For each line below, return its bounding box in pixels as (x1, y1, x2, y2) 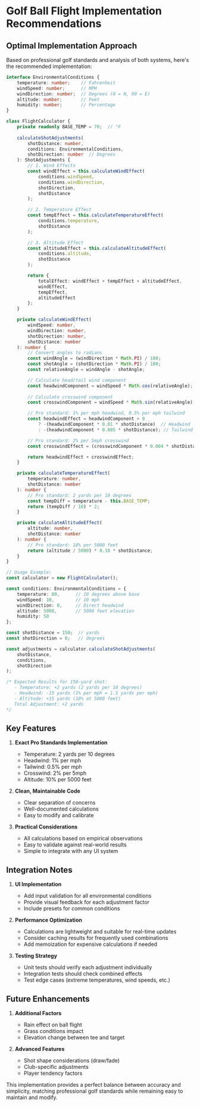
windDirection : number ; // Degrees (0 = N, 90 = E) (17, 91, 151, 97)
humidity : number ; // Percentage (17, 102, 116, 108)
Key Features (6, 723, 57, 733)
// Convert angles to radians (27, 350, 102, 356)
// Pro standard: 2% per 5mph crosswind (27, 437, 129, 444)
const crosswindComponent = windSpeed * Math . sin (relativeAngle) (27, 400, 193, 406)
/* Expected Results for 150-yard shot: (6, 679, 108, 685)
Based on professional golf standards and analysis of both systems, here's (6, 57, 189, 63)
